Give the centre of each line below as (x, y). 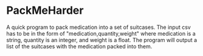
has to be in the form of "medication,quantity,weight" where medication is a (101, 33)
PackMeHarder (45, 11)
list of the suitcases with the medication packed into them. (79, 46)
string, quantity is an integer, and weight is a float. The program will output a (102, 40)
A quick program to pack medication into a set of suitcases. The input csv (99, 27)
